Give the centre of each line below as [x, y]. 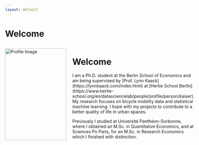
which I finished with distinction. [105, 137]
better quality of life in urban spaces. [110, 112]
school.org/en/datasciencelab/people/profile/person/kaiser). [133, 96]
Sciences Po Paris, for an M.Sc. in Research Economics [128, 131]
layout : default [22, 10]
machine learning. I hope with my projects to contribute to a [133, 106]
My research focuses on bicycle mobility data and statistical [133, 101]
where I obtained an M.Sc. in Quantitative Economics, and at [133, 126]
